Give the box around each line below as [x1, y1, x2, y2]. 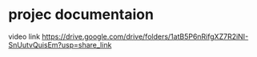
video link [8, 32, 41, 41]
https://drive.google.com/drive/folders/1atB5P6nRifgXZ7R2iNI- [42, 32, 249, 41]
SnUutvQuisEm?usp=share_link [8, 40, 112, 49]
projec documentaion [8, 6, 155, 24]
